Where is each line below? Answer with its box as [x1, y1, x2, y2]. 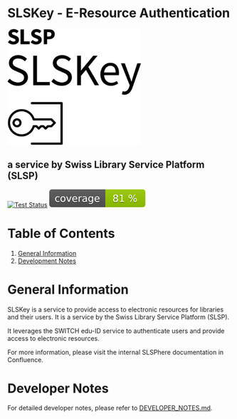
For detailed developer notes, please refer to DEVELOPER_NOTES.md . [7, 404, 213, 413]
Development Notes [17, 257, 77, 265]
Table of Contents [7, 225, 115, 242]
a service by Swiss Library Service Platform [7, 159, 205, 171]
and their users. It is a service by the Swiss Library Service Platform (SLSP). [7, 312, 230, 321]
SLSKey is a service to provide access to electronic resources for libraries [7, 305, 224, 314]
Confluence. [7, 355, 44, 364]
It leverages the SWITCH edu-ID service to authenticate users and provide [7, 326, 226, 335]
